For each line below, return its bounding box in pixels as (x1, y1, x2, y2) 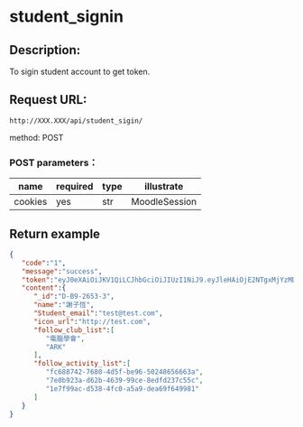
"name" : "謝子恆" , (32, 301, 95, 310)
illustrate (143, 181, 184, 193)
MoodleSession (131, 196, 197, 209)
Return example (9, 226, 101, 241)
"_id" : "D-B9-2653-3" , (32, 292, 115, 302)
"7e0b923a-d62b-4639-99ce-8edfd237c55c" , (45, 376, 204, 385)
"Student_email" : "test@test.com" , (32, 309, 164, 318)
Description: (9, 42, 81, 58)
